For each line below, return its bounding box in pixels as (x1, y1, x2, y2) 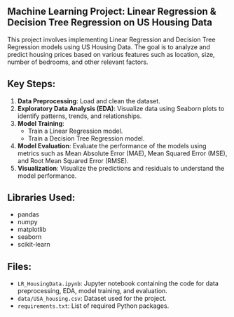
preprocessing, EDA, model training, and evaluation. (17, 287, 168, 295)
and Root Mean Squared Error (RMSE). (17, 156, 129, 164)
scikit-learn (17, 240, 50, 249)
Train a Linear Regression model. (27, 127, 123, 135)
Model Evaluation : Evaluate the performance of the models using (17, 141, 207, 150)
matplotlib (17, 225, 47, 234)
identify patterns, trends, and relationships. (17, 112, 142, 120)
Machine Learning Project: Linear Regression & (7, 6, 216, 18)
